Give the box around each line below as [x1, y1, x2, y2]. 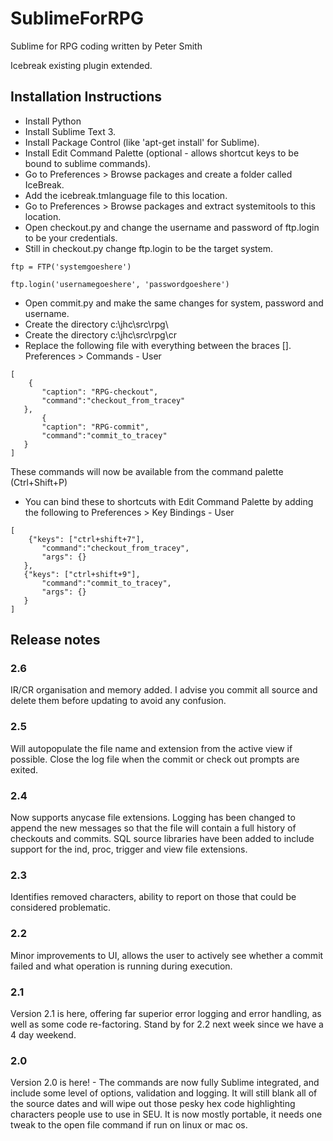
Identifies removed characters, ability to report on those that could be [10, 891, 297, 903]
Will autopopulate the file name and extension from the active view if [10, 742, 293, 754]
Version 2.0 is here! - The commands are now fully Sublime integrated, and [10, 1077, 320, 1089]
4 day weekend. [10, 1028, 77, 1041]
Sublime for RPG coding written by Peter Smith [10, 40, 203, 52]
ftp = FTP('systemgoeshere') [10, 262, 132, 272]
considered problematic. [10, 902, 112, 914]
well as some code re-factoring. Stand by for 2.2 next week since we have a [10, 1018, 324, 1030]
